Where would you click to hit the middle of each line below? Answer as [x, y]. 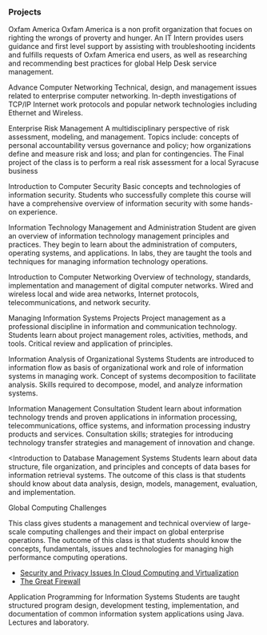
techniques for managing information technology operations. [108, 262]
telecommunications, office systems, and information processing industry [130, 426]
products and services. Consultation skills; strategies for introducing [121, 434]
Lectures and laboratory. [49, 622]
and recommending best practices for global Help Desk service [113, 63]
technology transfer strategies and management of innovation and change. [132, 443]
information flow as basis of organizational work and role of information [126, 368]
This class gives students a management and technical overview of [119, 524]
